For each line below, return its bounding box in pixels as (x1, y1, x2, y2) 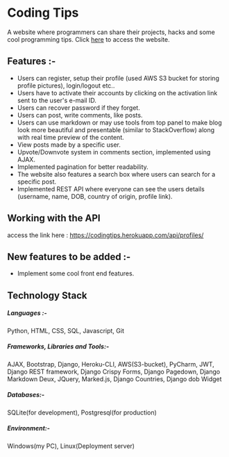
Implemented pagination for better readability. (17, 162, 149, 171)
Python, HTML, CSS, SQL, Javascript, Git (7, 326, 125, 335)
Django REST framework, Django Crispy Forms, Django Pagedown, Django (7, 367, 221, 376)
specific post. (17, 177, 57, 186)
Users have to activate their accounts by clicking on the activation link (17, 88, 218, 97)
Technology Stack (7, 289, 87, 301)
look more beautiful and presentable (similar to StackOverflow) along (17, 125, 215, 134)
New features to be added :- (7, 250, 131, 262)
